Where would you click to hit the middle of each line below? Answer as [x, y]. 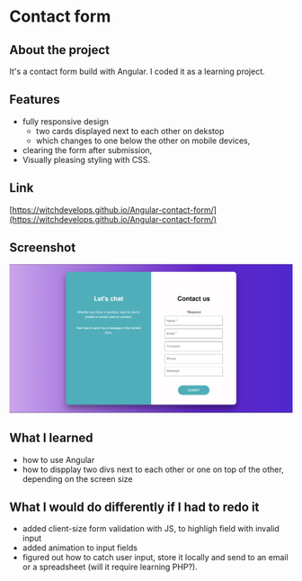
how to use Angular [58, 459]
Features [35, 100]
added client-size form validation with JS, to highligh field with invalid [151, 529]
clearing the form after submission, [87, 150]
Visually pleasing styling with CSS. [86, 159]
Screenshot [43, 248]
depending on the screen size [77, 478]
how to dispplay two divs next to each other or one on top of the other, [153, 469]
